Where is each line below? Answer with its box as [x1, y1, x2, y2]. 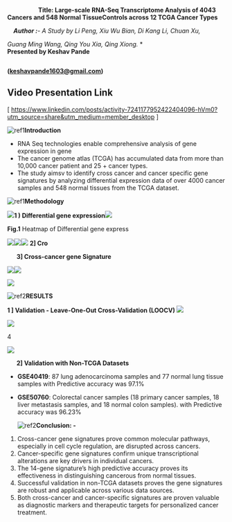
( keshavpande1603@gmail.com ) [7, 67, 104, 75]
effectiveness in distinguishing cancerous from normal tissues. [17, 471, 197, 480]
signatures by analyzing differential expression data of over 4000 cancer [17, 176, 225, 184]
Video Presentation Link [7, 87, 113, 99]
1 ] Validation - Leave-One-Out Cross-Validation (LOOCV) [7, 306, 175, 314]
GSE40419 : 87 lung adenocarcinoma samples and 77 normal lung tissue [17, 372, 224, 380]
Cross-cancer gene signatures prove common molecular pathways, [17, 434, 211, 442]
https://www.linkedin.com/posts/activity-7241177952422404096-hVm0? [11, 105, 218, 114]
